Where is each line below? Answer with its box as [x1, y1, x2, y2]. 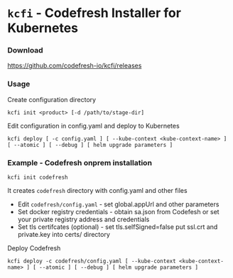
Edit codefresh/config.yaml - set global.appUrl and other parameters [17, 200, 220, 208]
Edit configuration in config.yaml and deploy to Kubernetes [7, 121, 180, 130]
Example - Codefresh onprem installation [7, 157, 153, 167]
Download [7, 45, 44, 55]
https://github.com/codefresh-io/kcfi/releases [7, 62, 142, 70]
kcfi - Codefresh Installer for [7, 5, 181, 21]
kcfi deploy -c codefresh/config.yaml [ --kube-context [7, 257, 176, 265]
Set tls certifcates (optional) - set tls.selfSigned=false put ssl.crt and [17, 223, 218, 231]
